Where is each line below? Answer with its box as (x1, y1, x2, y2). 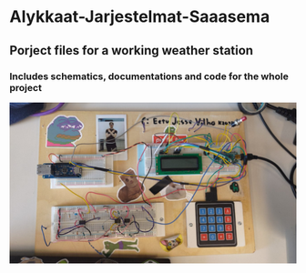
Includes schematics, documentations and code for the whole (9, 70, 289, 83)
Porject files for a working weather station (9, 43, 253, 58)
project (9, 81, 43, 94)
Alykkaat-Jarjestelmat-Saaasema (9, 6, 270, 27)
